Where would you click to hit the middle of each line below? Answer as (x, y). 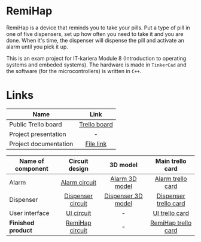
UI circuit (78, 213)
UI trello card (171, 213)
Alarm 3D (124, 179)
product (21, 230)
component (32, 168)
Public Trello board (36, 124)
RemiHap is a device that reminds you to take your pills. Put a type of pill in (98, 28)
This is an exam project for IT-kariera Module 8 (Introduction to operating (96, 58)
